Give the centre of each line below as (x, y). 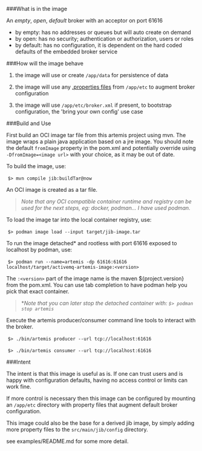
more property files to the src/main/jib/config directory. (77, 429)
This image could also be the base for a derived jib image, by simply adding (100, 423)
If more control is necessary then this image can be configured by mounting (101, 398)
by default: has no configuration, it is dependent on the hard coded (99, 45)
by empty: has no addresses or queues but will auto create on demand (103, 32)
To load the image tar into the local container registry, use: (79, 220)
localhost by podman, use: (39, 249)
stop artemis (37, 309)
